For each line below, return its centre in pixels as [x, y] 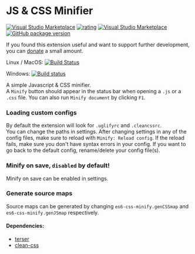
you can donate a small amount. [45, 50]
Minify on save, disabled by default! [58, 165]
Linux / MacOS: [25, 62]
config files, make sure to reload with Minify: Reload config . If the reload [95, 138]
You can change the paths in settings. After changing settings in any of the [96, 132]
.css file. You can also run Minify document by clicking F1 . [76, 97]
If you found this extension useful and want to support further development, [98, 45]
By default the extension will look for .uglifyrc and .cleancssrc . [84, 126]
